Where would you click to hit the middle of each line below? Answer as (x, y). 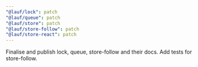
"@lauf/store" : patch (33, 23)
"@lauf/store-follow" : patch (43, 29)
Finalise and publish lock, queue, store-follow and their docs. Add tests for (99, 52)
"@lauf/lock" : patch (32, 12)
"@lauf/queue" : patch (33, 18)
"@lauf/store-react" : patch (41, 35)
